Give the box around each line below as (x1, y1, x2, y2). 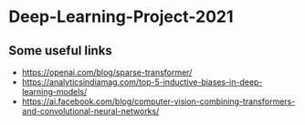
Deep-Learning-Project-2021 (8, 6, 234, 27)
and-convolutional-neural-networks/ (21, 106, 160, 116)
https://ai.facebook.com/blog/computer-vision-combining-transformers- (21, 96, 296, 107)
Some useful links (8, 43, 113, 58)
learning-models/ (21, 87, 88, 97)
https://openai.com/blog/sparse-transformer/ (21, 67, 193, 78)
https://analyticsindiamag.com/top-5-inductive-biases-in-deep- (21, 77, 263, 88)
